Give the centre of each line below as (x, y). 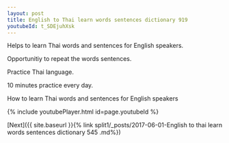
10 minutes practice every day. (50, 86)
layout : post (26, 13)
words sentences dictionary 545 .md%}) (64, 132)
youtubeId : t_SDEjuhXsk (41, 26)
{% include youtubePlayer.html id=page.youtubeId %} (83, 112)
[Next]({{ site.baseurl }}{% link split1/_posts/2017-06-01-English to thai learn (115, 125)
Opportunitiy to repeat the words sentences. (69, 59)
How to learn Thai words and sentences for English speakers (93, 99)
